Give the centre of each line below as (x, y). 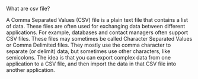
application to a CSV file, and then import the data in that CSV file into (91, 64)
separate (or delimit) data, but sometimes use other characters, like (88, 51)
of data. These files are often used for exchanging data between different (96, 26)
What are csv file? (28, 9)
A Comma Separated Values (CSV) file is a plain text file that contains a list (97, 20)
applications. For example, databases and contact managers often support (97, 32)
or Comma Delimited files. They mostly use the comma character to (89, 45)
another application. (31, 70)
